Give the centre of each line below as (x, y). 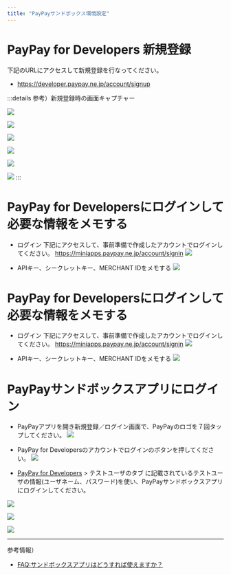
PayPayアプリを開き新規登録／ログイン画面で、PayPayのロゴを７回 (113, 426)
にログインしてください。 (53, 490)
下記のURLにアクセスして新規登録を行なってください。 (85, 70)
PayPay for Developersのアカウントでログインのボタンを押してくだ (112, 450)
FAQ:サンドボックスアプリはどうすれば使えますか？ (90, 565)
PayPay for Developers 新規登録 (99, 50)
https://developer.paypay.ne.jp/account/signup (84, 84)
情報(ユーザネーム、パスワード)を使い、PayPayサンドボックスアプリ (126, 481)
